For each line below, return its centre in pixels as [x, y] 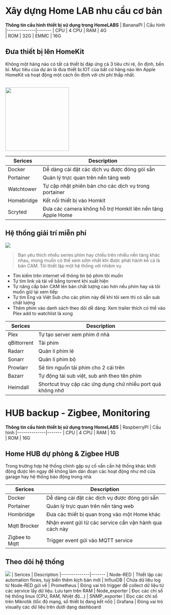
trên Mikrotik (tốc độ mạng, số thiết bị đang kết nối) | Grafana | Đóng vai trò [84, 602]
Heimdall [18, 387]
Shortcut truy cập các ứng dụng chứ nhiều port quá [100, 384]
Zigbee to [19, 537]
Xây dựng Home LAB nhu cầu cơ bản [84, 11]
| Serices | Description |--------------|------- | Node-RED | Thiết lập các [87, 575]
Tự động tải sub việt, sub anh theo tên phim [90, 376]
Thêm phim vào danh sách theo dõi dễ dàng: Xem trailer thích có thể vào [89, 308]
